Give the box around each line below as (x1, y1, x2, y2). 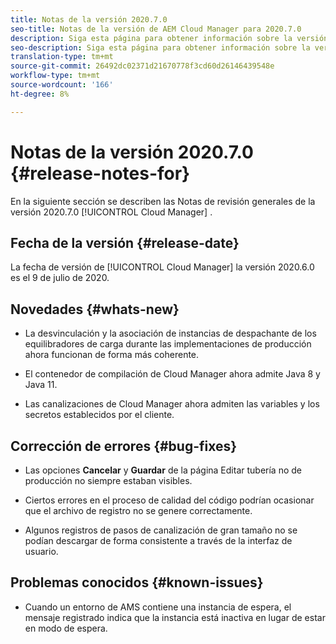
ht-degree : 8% (10, 89, 70, 99)
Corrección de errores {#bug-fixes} (10, 437, 238, 455)
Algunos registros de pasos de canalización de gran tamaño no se (24, 524, 298, 536)
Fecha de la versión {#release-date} (10, 234, 240, 251)
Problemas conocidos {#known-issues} (10, 574, 264, 591)
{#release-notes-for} (10, 162, 191, 185)
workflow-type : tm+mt (10, 71, 101, 81)
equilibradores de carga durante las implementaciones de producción (24, 338, 312, 350)
